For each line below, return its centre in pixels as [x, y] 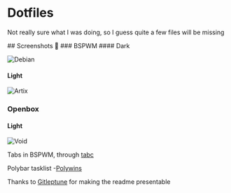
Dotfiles [30, 13]
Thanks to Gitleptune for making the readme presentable [89, 182]
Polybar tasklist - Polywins [45, 169]
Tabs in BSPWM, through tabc [51, 155]
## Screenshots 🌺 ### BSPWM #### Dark [69, 45]
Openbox [23, 109]
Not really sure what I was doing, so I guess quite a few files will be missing [116, 32]
